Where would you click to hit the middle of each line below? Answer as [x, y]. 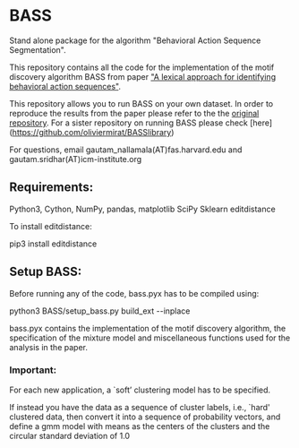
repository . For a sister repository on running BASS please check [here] [141, 123]
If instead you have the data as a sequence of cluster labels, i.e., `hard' [140, 407]
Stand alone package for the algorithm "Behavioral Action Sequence [135, 40]
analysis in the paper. [48, 347]
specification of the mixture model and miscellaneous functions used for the [150, 338]
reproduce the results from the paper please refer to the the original [134, 113]
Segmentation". [38, 49]
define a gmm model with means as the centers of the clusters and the [140, 426]
